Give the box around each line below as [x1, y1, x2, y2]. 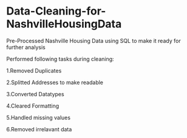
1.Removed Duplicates [6, 67, 62, 74]
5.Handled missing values [6, 114, 71, 121]
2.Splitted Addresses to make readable [6, 79, 104, 86]
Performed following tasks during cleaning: [6, 55, 114, 62]
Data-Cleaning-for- [6, 4, 106, 18]
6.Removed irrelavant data [6, 125, 72, 133]
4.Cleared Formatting [6, 102, 59, 110]
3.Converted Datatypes [6, 90, 65, 97]
